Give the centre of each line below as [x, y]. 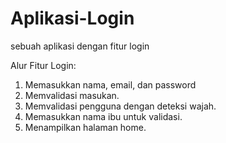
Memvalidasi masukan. [72, 95]
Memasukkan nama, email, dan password [110, 84]
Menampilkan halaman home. [85, 127]
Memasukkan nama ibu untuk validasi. [103, 116]
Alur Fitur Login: [43, 65]
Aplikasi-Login [72, 18]
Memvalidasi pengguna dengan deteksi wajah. [120, 106]
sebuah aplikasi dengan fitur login [80, 46]
